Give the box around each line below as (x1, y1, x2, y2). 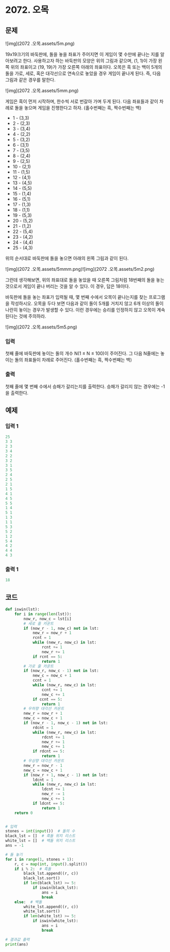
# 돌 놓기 (5, 852, 23, 857)
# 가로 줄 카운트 (23, 663, 54, 669)
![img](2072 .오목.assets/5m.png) (5, 41, 75, 46)
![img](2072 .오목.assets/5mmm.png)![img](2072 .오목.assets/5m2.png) (5, 266, 155, 272)
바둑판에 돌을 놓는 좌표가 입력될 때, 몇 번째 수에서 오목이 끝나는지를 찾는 (5, 294, 148, 300)
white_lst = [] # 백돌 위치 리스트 (5, 838, 75, 844)
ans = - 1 (5, 843, 24, 848)
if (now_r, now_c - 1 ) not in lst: (23, 668, 99, 674)
